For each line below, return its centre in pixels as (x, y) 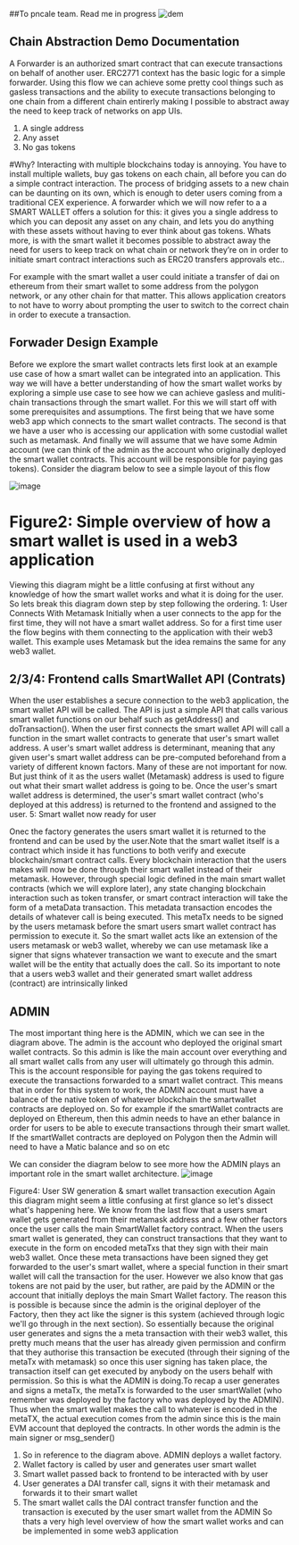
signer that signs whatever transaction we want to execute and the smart (143, 955)
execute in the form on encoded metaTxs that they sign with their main (139, 1248)
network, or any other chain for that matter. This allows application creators (148, 296)
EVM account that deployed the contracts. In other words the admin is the (145, 1428)
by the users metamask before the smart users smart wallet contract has (143, 927)
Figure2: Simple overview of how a (140, 522)
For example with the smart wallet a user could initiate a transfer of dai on (144, 276)
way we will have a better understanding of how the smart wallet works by (146, 383)
